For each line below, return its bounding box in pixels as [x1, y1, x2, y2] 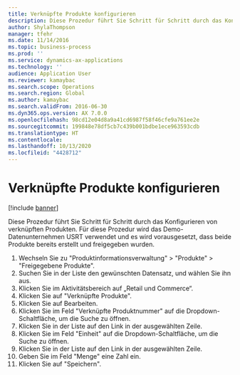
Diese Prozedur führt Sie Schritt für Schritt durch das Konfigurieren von [8, 217, 218, 226]
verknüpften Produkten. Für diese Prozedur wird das [8, 225, 162, 233]
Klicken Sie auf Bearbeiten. [18, 299, 98, 307]
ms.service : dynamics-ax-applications [8, 57, 123, 64]
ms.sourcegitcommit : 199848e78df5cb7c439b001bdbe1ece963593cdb [8, 122, 200, 130]
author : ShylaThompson [8, 23, 75, 31]
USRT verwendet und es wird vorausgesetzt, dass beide [66, 232, 232, 241]
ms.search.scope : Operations [8, 83, 95, 90]
